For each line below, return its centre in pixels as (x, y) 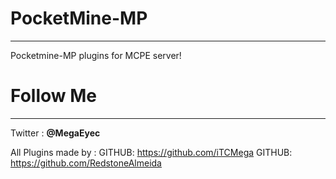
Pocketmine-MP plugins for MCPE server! (96, 55)
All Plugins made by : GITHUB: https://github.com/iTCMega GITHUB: (151, 152)
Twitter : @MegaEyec (55, 133)
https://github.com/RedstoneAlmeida (86, 163)
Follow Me (53, 96)
